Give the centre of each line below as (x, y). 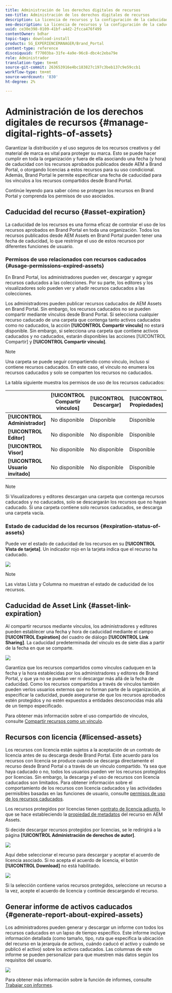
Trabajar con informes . (29, 985)
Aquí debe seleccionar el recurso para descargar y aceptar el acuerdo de (83, 855)
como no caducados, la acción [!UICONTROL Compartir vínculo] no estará (85, 325)
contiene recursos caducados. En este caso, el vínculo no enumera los (80, 367)
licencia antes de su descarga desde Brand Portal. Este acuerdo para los (82, 755)
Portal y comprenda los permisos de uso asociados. (60, 196)
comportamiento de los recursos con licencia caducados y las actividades (84, 788)
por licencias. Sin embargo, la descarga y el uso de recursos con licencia (82, 777)
